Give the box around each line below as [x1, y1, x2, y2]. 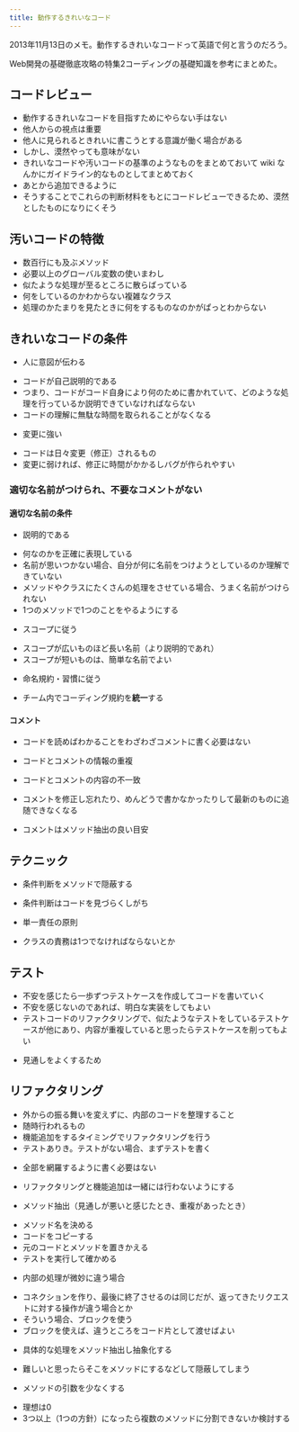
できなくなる [30, 805, 78, 815]
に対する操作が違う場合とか [30, 1302, 133, 1313]
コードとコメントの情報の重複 [22, 755, 133, 766]
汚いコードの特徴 [9, 231, 104, 247]
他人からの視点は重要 [22, 123, 101, 135]
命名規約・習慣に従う [22, 673, 101, 684]
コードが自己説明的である [22, 375, 118, 387]
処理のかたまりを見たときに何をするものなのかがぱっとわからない [22, 302, 267, 313]
